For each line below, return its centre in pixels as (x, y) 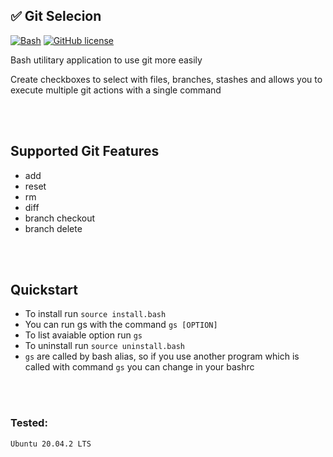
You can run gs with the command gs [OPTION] (121, 325)
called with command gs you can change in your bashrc (139, 367)
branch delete (53, 228)
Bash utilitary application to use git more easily (106, 60)
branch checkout (60, 218)
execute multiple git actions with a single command (116, 90)
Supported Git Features (85, 151)
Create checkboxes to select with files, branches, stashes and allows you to (166, 79)
